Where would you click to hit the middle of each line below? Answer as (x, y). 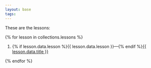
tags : (10, 14)
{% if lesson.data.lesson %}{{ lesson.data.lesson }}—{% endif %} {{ (79, 46)
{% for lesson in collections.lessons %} (44, 37)
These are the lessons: (28, 27)
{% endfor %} (19, 61)
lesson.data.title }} (30, 52)
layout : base (18, 9)
